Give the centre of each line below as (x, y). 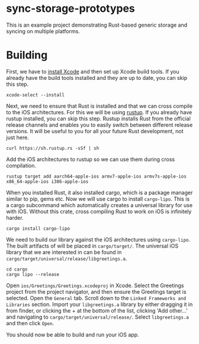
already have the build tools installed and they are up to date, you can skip (97, 78)
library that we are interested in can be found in (64, 252)
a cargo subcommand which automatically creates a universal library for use (99, 205)
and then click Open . (30, 323)
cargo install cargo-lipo (38, 229)
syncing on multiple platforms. (43, 31)
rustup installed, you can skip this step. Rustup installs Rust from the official (98, 118)
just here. (18, 137)
